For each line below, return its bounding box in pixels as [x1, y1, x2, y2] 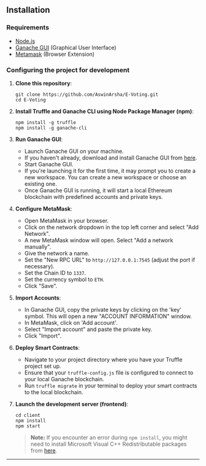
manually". [24, 243, 51, 250]
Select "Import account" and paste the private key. [24, 325, 153, 333]
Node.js [15, 37, 36, 45]
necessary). [24, 262, 55, 270]
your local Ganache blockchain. [24, 375, 104, 383]
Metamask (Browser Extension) [15, 50, 95, 58]
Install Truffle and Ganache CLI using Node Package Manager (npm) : [15, 107, 194, 115]
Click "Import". [24, 332, 62, 340]
